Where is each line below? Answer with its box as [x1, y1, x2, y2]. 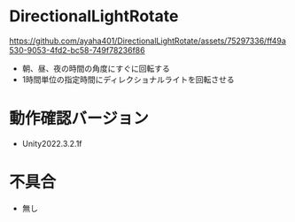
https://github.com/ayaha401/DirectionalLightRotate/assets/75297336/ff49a [9, 35, 286, 46]
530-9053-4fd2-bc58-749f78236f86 [9, 44, 145, 55]
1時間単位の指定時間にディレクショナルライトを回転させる [21, 73, 235, 85]
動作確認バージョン [9, 109, 149, 129]
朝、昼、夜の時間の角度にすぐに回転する [21, 63, 170, 73]
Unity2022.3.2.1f [21, 138, 82, 149]
